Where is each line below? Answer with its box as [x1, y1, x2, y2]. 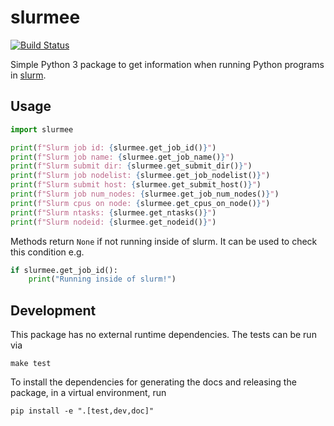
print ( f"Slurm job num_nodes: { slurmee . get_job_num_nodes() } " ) [10, 189, 280, 199]
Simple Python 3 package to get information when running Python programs [10, 58, 325, 70]
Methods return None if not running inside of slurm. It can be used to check [10, 235, 318, 247]
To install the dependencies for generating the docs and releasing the [10, 376, 297, 388]
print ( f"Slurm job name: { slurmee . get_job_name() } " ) [10, 152, 235, 162]
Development [10, 302, 97, 319]
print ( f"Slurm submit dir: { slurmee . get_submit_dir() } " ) [10, 161, 253, 171]
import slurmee [10, 124, 74, 135]
